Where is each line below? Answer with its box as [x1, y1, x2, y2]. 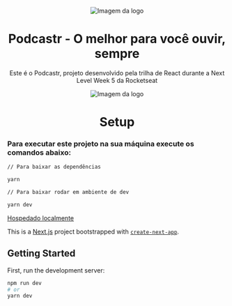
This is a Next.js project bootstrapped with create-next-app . [7, 227, 180, 236]
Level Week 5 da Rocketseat [76, 76, 158, 84]
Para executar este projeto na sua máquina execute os [7, 139, 194, 149]
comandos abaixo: [7, 148, 72, 158]
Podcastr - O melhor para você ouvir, [8, 31, 226, 47]
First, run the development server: [7, 266, 105, 275]
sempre [94, 46, 140, 62]
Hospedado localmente [7, 213, 75, 222]
